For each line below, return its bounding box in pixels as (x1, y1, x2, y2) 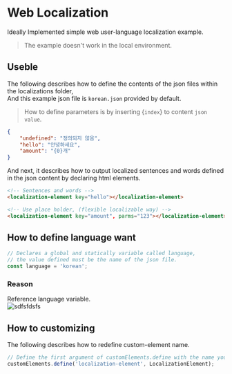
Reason (7, 279, 33, 288)
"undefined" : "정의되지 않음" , (19, 135, 101, 142)
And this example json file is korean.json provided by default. (7, 94, 182, 102)
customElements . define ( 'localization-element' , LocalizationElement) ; (7, 361, 215, 368)
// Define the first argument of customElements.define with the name (7, 354, 215, 361)
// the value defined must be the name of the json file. (7, 256, 177, 263)
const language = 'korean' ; (7, 263, 88, 270)
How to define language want (7, 232, 136, 243)
